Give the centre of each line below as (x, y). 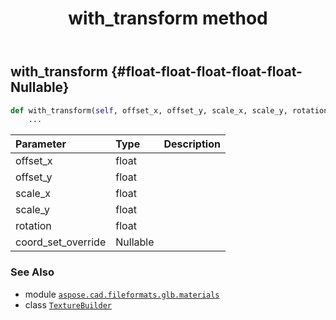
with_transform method (168, 18)
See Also (32, 272)
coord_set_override (61, 242)
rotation (33, 226)
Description (192, 144)
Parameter (41, 144)
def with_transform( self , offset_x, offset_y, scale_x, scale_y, (149, 110)
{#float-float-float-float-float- (206, 72)
